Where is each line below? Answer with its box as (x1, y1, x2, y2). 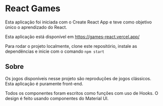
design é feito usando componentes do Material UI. (5, 95, 109, 101)
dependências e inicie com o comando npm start (5, 48, 105, 54)
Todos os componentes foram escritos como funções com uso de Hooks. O (5, 90, 159, 96)
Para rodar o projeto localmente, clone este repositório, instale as (5, 43, 137, 49)
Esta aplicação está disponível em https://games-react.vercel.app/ (5, 34, 140, 40)
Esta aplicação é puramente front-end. (5, 81, 83, 86)
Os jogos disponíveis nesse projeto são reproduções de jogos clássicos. (5, 75, 151, 81)
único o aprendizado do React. (5, 24, 67, 30)
